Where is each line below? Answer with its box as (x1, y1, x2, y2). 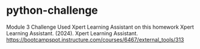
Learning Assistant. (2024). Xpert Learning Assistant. (6, 29, 138, 36)
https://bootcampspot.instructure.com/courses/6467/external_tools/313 (6, 36, 184, 43)
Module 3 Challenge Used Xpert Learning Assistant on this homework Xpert (6, 23, 194, 30)
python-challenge (6, 4, 98, 17)
